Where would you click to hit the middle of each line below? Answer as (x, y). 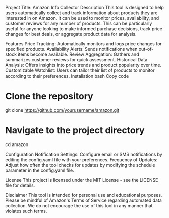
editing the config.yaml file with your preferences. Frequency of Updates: (81, 159)
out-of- (146, 49)
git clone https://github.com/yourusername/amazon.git (62, 110)
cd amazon (17, 144)
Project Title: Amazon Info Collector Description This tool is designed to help (84, 7)
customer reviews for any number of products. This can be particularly (79, 23)
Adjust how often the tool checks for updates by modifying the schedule (80, 165)
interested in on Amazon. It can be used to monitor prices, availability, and (82, 18)
